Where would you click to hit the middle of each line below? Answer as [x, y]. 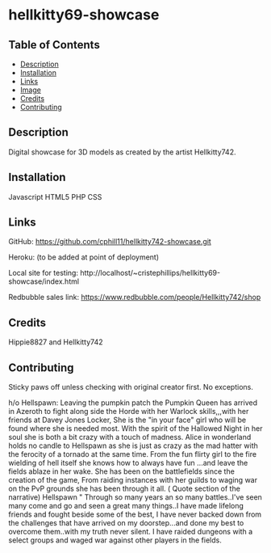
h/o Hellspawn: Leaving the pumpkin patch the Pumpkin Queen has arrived [133, 403]
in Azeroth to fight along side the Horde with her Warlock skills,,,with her [129, 412]
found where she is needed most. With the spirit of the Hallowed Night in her [135, 428]
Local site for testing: [44, 273]
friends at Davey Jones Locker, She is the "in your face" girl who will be [127, 420]
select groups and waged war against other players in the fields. [115, 540]
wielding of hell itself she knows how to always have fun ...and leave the [128, 463]
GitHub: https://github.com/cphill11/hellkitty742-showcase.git [110, 242]
